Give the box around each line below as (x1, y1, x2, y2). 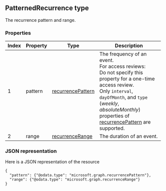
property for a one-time (99, 75, 155, 82)
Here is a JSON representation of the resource (5, 159, 100, 165)
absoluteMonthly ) (99, 106, 141, 113)
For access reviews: (99, 63, 146, 70)
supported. (99, 125, 125, 132)
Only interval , (99, 88, 133, 95)
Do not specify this (99, 69, 143, 76)
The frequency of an (99, 50, 147, 57)
